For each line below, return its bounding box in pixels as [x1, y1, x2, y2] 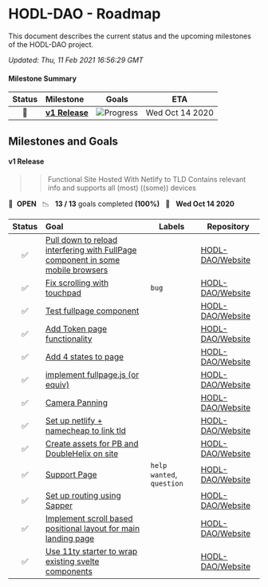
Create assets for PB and [45, 438, 139, 449]
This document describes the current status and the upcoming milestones [8, 31, 251, 41]
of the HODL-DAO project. [8, 39, 94, 49]
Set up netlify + [45, 414, 103, 426]
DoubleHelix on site [45, 448, 119, 459]
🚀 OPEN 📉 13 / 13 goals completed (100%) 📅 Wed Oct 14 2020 [8, 199, 235, 208]
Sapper [45, 500, 73, 511]
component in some [45, 254, 120, 265]
